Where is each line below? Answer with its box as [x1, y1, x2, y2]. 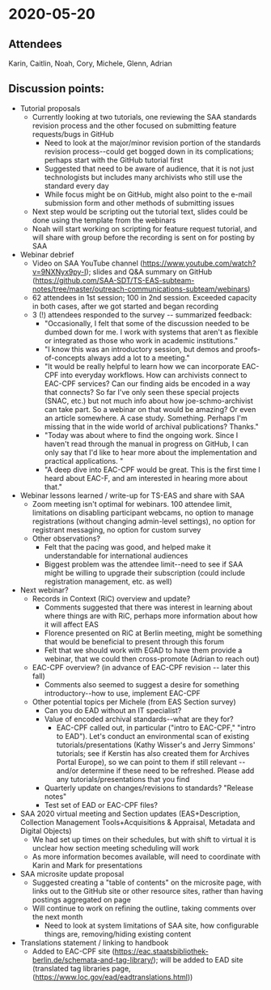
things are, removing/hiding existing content [44, 928, 192, 939]
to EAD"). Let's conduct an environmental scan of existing [56, 731, 249, 741]
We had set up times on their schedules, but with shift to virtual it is [32, 835, 256, 844]
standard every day [44, 181, 109, 190]
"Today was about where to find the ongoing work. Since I [44, 430, 239, 440]
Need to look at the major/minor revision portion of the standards [44, 138, 261, 147]
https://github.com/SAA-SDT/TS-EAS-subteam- [35, 275, 195, 285]
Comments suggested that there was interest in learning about [44, 602, 253, 612]
